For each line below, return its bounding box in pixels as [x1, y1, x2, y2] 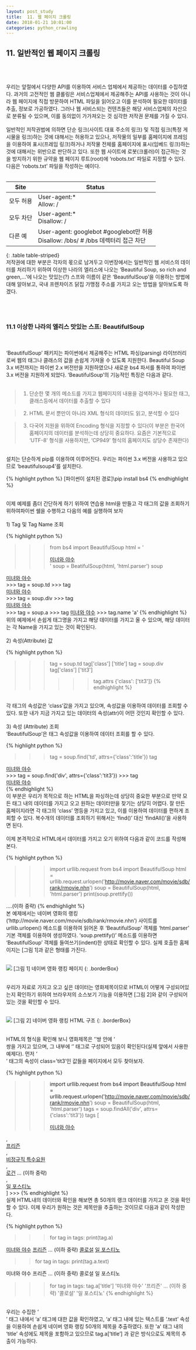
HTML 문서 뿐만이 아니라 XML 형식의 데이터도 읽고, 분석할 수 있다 [29, 410, 180, 417]
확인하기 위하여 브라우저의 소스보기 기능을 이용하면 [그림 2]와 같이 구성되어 [16, 991, 188, 998]
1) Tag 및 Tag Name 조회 [6, 521, 64, 528]
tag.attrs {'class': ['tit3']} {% [93, 678, 161, 685]
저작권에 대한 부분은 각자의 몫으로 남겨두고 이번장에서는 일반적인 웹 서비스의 [6, 259, 180, 266]
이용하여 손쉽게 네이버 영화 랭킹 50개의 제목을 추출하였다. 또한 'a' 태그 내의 [12, 1323, 183, 1330]
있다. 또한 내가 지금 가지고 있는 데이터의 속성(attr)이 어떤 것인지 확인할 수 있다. [6, 710, 185, 717]
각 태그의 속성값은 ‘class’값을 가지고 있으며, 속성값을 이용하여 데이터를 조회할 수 [6, 702, 188, 710]
